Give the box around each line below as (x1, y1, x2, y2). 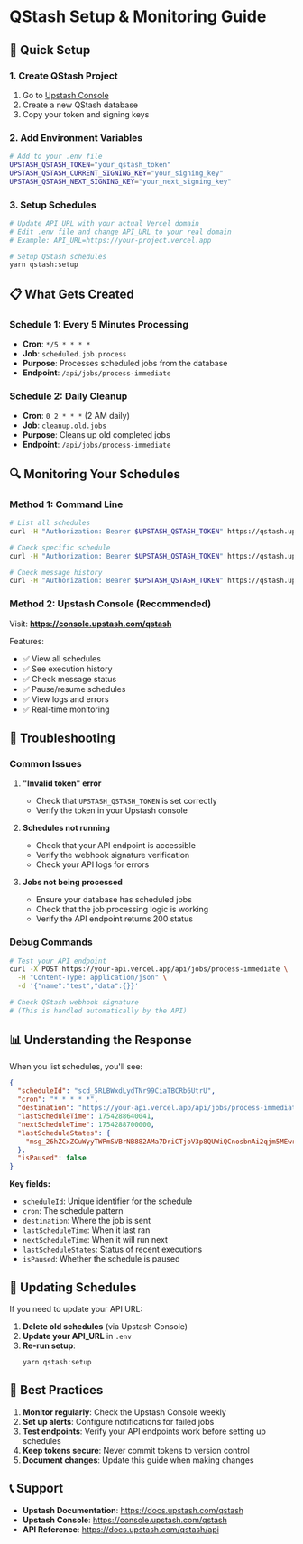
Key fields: (9, 1179, 51, 1189)
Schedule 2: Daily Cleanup (9, 390, 128, 402)
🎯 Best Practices (9, 1382, 104, 1398)
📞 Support (9, 1481, 64, 1496)
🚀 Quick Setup (9, 42, 91, 58)
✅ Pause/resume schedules (22, 683, 126, 694)
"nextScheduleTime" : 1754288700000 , (17, 1120, 155, 1129)
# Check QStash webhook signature (9, 998, 140, 1007)
